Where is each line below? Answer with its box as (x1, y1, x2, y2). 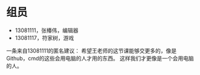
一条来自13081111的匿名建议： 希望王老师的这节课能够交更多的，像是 (6, 47, 177, 54)
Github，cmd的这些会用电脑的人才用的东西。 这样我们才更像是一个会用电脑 (6, 54, 195, 62)
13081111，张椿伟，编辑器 (15, 27, 79, 34)
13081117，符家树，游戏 (15, 34, 74, 41)
